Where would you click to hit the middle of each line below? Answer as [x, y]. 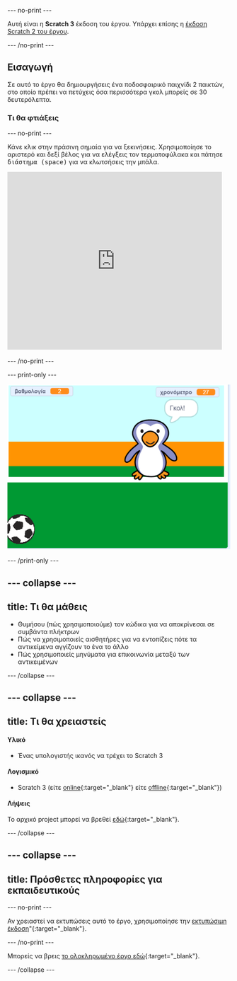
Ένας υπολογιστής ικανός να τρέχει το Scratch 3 [90, 755]
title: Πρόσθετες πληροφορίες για [85, 879]
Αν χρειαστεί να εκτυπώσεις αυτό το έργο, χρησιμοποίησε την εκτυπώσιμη [117, 921]
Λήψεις [19, 803]
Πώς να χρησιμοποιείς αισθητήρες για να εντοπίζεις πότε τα [107, 639]
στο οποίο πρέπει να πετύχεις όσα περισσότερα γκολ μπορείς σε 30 [107, 92]
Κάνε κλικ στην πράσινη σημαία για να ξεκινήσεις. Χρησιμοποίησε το [110, 147]
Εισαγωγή [30, 68]
